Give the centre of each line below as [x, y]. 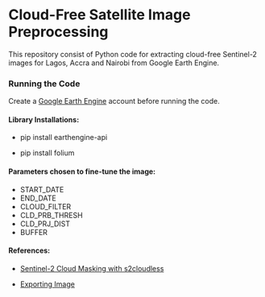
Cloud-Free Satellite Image [99, 15]
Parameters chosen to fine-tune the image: [82, 171]
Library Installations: [44, 119]
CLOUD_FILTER [46, 206]
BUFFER [34, 232]
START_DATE [42, 189]
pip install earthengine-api [64, 138]
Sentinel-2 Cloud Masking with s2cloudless [92, 268]
